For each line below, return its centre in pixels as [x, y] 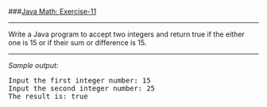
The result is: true [48, 96]
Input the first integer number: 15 [79, 80]
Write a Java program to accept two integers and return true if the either [126, 34]
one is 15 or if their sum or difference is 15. [77, 42]
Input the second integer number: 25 [82, 88]
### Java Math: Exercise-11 [52, 11]
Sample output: [33, 65]
